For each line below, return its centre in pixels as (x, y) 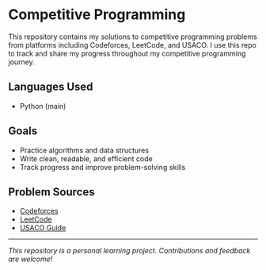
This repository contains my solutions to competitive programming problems (133, 37)
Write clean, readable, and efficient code (86, 158)
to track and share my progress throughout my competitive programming (127, 53)
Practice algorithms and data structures (84, 150)
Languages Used (51, 87)
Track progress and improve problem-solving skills (103, 167)
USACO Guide (43, 228)
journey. (21, 62)
